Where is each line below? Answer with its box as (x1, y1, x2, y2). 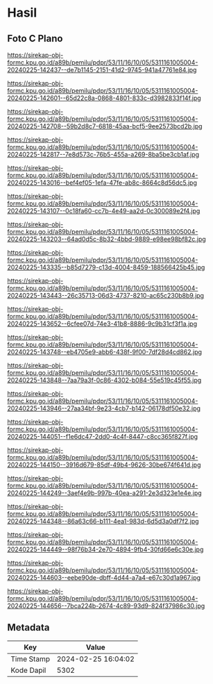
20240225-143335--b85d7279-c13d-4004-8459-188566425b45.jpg (7, 263, 205, 272)
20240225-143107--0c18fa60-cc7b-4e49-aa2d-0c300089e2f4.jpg (7, 207, 201, 215)
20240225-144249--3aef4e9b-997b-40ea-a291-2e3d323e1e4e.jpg (7, 489, 203, 497)
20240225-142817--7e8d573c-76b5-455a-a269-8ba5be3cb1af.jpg (7, 151, 200, 158)
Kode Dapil (10, 665, 46, 675)
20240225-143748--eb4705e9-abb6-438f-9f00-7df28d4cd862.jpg (7, 348, 203, 356)
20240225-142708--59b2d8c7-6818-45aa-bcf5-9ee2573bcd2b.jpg (7, 122, 203, 130)
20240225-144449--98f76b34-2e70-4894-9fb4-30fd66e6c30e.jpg (7, 545, 204, 553)
